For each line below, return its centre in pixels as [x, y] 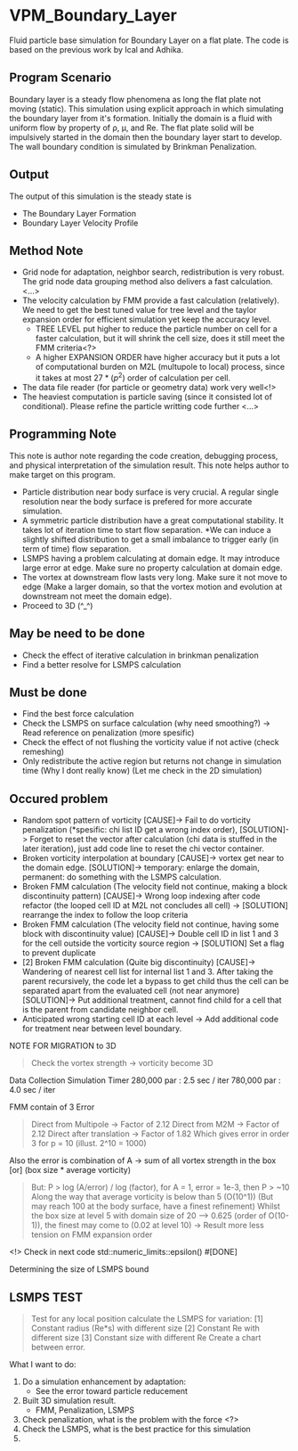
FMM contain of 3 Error [52, 1107]
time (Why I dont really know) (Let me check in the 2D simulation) [142, 771]
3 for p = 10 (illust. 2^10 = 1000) [89, 1144]
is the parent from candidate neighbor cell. [100, 1010]
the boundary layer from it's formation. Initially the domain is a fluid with [141, 118]
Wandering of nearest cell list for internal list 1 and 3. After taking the [148, 971]
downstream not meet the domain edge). [97, 596]
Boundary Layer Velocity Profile [80, 223]
